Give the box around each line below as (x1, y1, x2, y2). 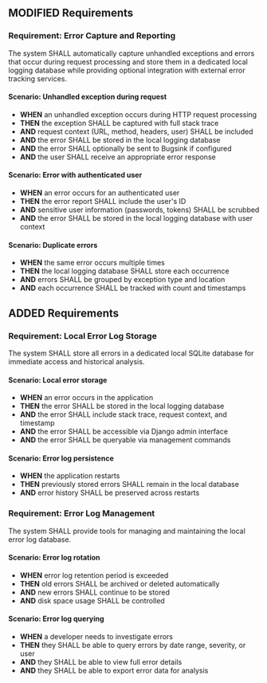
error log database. (8, 534, 72, 544)
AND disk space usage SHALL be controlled (19, 595, 165, 605)
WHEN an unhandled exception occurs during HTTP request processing (19, 109, 257, 119)
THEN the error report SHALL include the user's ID (19, 197, 187, 206)
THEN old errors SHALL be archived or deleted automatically (19, 579, 220, 588)
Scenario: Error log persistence (8, 453, 114, 463)
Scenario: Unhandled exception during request (8, 92, 167, 102)
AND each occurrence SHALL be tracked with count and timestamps (19, 283, 246, 293)
